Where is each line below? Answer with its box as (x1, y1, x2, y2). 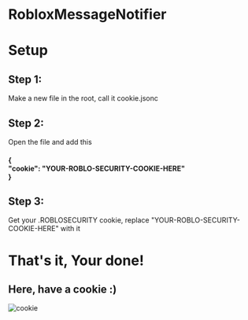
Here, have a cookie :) (8, 282, 117, 296)
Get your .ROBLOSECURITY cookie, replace (8, 215, 150, 225)
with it (60, 224, 80, 234)
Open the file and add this (8, 138, 92, 146)
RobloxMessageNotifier (8, 6, 167, 24)
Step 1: (8, 72, 43, 86)
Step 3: (8, 194, 45, 208)
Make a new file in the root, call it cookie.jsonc (8, 94, 159, 103)
